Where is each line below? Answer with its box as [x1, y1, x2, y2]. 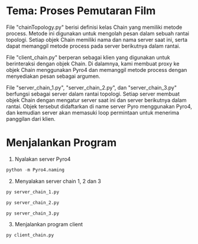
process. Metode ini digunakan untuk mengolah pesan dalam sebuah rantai [6, 29, 189, 37]
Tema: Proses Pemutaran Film [6, 4, 156, 18]
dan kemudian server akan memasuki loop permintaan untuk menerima [6, 109, 179, 116]
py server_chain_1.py [6, 189, 60, 195]
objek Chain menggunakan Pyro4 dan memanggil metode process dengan [6, 66, 187, 73]
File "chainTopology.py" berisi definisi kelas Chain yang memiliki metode [6, 24, 183, 31]
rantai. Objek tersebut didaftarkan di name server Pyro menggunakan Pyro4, [6, 103, 192, 110]
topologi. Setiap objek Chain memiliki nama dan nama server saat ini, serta [6, 36, 188, 43]
